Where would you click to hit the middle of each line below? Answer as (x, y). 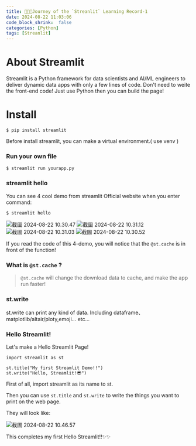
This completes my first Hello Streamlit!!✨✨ (59, 437)
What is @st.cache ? (34, 265)
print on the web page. (33, 401)
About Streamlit (45, 62)
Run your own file (32, 156)
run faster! (33, 284)
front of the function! (31, 250)
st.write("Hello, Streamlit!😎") (47, 373)
